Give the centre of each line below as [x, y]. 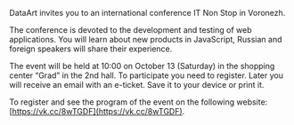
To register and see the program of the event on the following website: [139, 102]
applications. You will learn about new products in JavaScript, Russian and [146, 39]
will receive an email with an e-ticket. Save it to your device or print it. [137, 85]
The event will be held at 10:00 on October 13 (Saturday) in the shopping [142, 66]
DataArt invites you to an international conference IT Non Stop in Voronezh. [147, 13]
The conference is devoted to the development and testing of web [131, 30]
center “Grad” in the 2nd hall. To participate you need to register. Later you [146, 75]
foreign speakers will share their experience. [91, 49]
